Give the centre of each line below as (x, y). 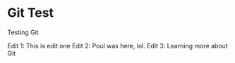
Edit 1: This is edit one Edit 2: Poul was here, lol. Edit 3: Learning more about (117, 45)
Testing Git (23, 32)
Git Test (31, 13)
